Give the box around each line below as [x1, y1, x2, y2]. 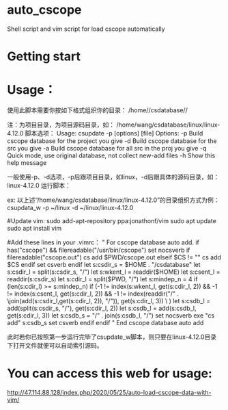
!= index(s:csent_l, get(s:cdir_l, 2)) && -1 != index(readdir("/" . [7, 290, 180, 298]
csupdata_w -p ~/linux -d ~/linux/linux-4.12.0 [7, 204, 134, 212]
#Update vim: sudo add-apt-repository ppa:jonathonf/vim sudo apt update [7, 217, 216, 225]
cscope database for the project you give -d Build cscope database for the [7, 137, 217, 145]
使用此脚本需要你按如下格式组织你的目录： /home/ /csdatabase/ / [7, 106, 188, 114]
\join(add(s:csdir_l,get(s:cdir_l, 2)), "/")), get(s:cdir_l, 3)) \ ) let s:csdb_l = [7, 297, 210, 305]
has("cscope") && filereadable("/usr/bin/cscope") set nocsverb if [7, 246, 190, 255]
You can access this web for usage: [7, 366, 213, 381]
